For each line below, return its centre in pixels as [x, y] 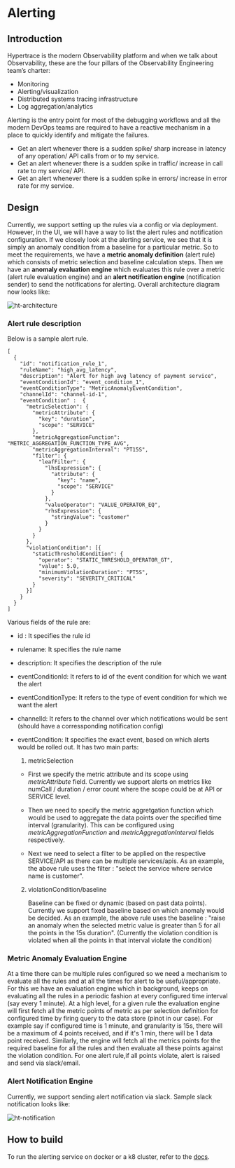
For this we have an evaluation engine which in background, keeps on [108, 989]
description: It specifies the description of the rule [90, 663]
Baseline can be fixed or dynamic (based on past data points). [117, 903]
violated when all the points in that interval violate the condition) [120, 940]
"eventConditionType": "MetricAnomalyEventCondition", [101, 388]
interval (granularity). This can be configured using [101, 825]
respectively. [46, 840]
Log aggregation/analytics [55, 106]
